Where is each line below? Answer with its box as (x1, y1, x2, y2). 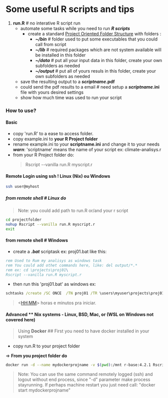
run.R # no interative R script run (12, 20, 81, 26)
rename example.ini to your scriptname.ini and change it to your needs (12, 141, 160, 147)
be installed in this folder (35, 52, 86, 58)
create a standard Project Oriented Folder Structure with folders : (27, 31, 162, 37)
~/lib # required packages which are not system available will (35, 47, 162, 53)
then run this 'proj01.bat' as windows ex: (12, 281, 96, 287)
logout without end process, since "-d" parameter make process (17, 376, 151, 382)
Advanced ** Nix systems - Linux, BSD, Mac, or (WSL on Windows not (5, 311, 154, 317)
